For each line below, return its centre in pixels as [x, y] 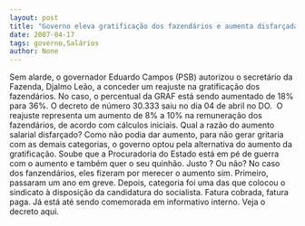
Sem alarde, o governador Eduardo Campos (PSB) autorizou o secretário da [151, 77]
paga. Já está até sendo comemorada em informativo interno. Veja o [138, 202]
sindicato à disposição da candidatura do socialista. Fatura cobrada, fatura [149, 193]
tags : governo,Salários [54, 43]
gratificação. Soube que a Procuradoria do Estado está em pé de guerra [144, 154]
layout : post [34, 18]
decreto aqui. [34, 212]
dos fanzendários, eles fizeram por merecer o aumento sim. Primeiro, [139, 174]
